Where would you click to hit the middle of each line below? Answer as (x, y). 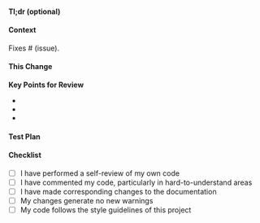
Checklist (25, 155)
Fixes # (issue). (34, 48)
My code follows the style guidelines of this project (106, 210)
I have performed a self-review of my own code (100, 173)
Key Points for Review (46, 85)
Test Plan (24, 136)
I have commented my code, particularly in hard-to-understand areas (136, 182)
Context (22, 30)
